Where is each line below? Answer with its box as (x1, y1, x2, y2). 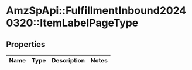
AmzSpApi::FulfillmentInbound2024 (6, 4, 187, 17)
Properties (6, 39, 46, 49)
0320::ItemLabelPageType (6, 16, 139, 30)
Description (52, 57, 85, 64)
